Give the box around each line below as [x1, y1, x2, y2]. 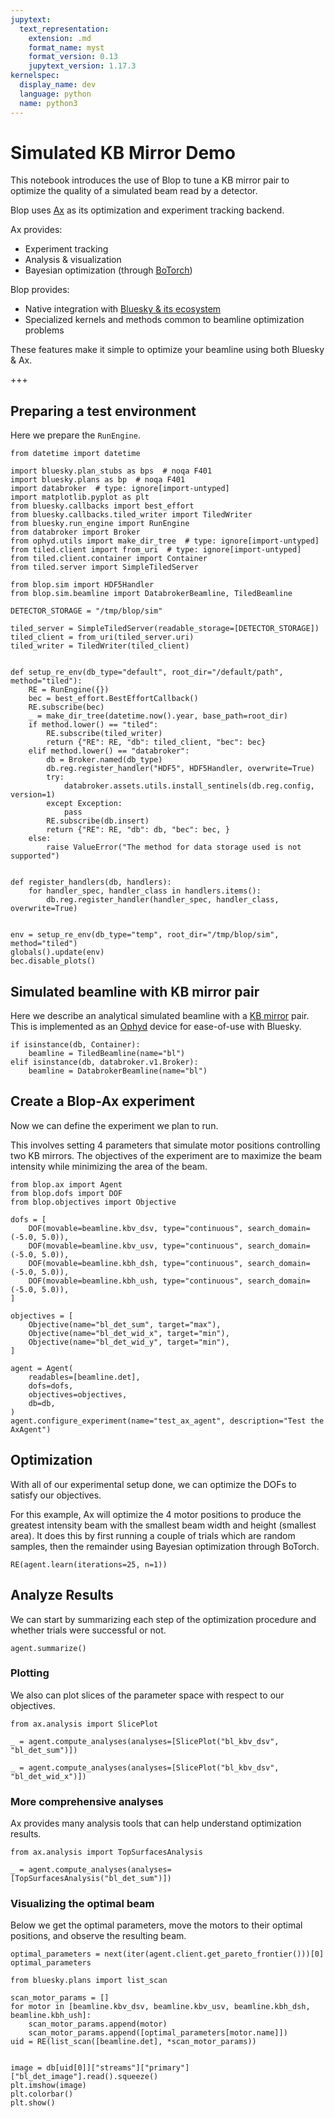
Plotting [10, 1666, 50, 1680]
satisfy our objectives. [10, 1489, 102, 1501]
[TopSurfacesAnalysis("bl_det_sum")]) [10, 1874, 172, 1884]
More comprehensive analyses [10, 1794, 164, 1808]
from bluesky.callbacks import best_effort [10, 501, 195, 511]
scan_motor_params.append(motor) [28, 2019, 168, 2030]
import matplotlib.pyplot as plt [10, 492, 150, 503]
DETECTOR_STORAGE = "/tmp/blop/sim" [10, 606, 163, 616]
